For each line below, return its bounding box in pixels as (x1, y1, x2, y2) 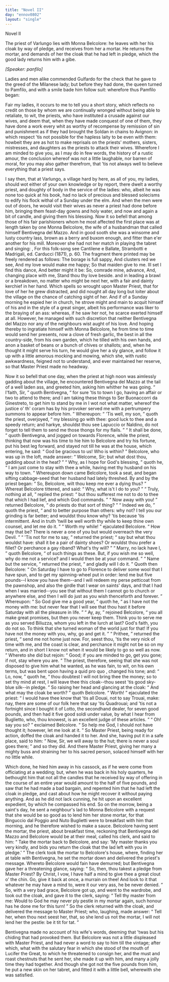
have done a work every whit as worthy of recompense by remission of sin (5, 123, 160, 129)
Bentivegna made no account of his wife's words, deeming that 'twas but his (5, 929, 164, 935)
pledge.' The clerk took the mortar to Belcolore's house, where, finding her (5, 850, 163, 856)
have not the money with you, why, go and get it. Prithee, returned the (5, 631, 160, 637)
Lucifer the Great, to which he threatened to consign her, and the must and (5, 951, 160, 957)
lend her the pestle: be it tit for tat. (5, 919, 76, 925)
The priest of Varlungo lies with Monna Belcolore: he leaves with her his (5, 40, 154, 46)
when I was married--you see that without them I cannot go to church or (5, 588, 155, 594)
